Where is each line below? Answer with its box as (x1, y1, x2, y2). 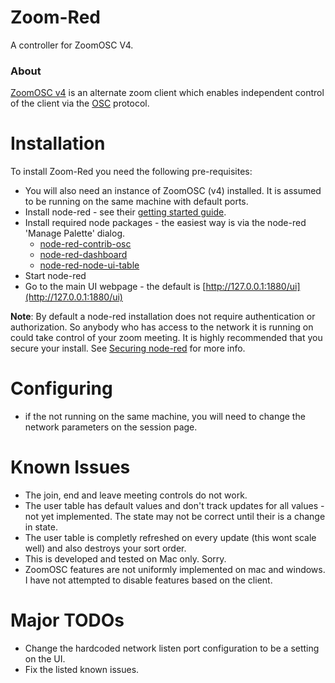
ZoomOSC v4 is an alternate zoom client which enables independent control (10, 87, 325, 99)
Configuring (10, 377, 113, 400)
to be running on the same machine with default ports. (24, 196, 249, 208)
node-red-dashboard (39, 249, 128, 261)
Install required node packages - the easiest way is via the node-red (24, 217, 307, 229)
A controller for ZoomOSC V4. (10, 39, 134, 51)
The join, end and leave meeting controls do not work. (24, 489, 248, 501)
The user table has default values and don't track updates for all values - (24, 500, 325, 512)
